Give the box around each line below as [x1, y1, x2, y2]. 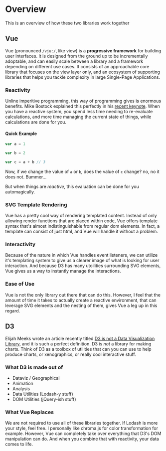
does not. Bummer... [5, 173, 47, 180]
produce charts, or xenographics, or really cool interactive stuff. [5, 351, 136, 357]
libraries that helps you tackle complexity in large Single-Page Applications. [5, 74, 161, 80]
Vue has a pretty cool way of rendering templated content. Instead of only [5, 213, 157, 219]
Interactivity [5, 241, 36, 248]
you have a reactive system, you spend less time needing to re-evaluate [5, 109, 153, 115]
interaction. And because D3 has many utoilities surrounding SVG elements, [5, 263, 161, 269]
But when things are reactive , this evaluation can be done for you [5, 183, 139, 189]
